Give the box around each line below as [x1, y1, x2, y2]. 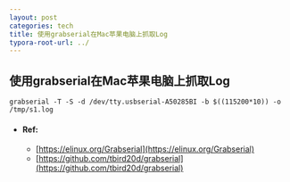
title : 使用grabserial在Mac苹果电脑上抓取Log [9, 29, 168, 38]
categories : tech [9, 21, 74, 30]
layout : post [9, 12, 58, 22]
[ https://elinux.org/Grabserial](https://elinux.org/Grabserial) [35, 144, 255, 154]
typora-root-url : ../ [9, 37, 90, 47]
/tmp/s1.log [9, 105, 54, 114]
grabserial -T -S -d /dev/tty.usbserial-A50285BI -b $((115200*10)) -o [9, 97, 281, 107]
